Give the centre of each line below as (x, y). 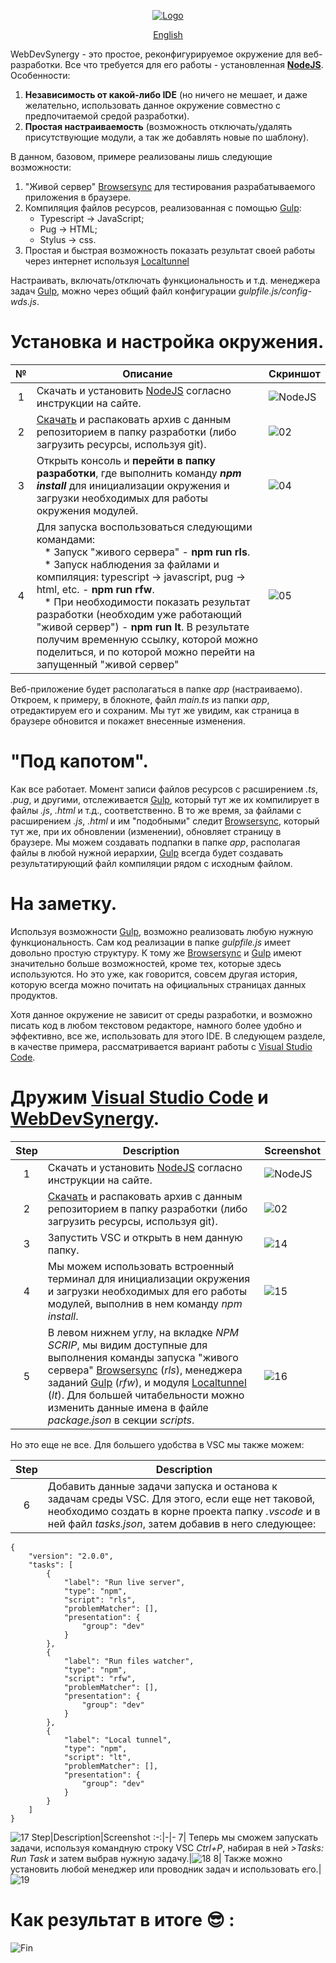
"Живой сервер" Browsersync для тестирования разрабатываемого (170, 186)
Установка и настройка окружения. (167, 342)
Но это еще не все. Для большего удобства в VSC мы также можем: (157, 1444)
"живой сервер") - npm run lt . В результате (143, 627)
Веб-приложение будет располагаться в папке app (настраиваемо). (156, 689)
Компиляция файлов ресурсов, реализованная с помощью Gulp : (163, 208)
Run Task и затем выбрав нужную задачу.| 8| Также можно (146, 1858)
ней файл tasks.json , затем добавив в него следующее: (182, 1523)
